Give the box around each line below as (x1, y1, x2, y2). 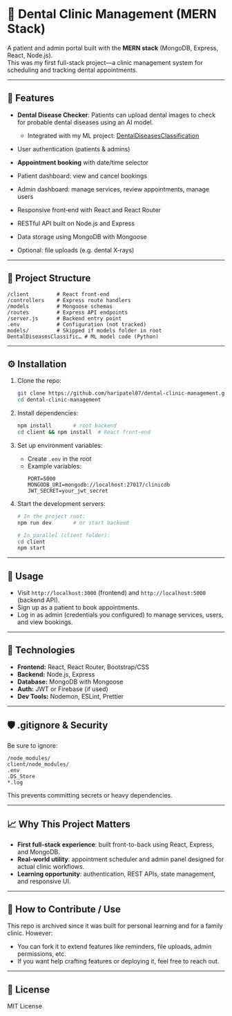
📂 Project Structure (7, 272, 91, 284)
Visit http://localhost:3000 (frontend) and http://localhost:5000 (17, 589, 206, 597)
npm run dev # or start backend (17, 519, 129, 526)
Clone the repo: (17, 377, 62, 385)
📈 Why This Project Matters (7, 818, 130, 830)
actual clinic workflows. (17, 862, 85, 870)
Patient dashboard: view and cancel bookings (17, 171, 147, 180)
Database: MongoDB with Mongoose (17, 677, 124, 686)
